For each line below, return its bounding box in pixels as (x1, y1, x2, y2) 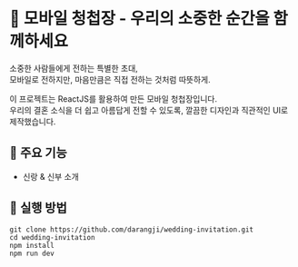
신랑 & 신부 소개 (22, 171, 79, 182)
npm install (9, 241, 55, 250)
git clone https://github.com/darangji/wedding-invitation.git (9, 224, 254, 234)
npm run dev (9, 249, 55, 258)
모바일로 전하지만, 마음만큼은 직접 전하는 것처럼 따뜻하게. (9, 74, 211, 84)
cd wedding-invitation (9, 232, 95, 242)
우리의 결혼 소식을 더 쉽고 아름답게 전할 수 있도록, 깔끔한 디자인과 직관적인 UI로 (9, 104, 289, 115)
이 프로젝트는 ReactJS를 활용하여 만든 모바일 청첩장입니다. (9, 93, 218, 104)
